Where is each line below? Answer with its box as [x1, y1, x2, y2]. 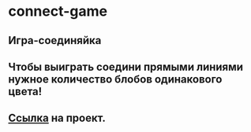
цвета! [8, 85, 43, 98]
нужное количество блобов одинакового [8, 72, 223, 86]
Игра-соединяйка [8, 34, 102, 47]
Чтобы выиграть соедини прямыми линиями [8, 60, 243, 73]
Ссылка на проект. [8, 112, 107, 125]
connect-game [8, 2, 108, 20]
